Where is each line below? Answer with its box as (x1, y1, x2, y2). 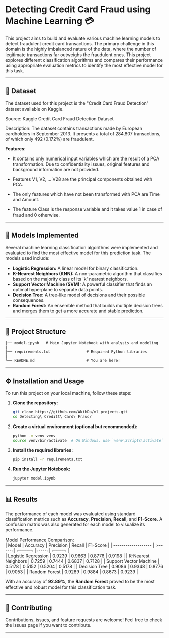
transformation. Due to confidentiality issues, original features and (12, 161, 150, 167)
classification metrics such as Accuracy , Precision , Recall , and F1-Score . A (5, 516, 163, 522)
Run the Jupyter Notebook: (12, 466, 71, 472)
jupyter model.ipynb (12, 475, 56, 481)
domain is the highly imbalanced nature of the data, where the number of (5, 46, 157, 52)
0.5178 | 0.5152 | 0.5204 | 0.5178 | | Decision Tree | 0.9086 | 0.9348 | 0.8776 (5, 564, 163, 570)
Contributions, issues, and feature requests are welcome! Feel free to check (5, 617, 162, 623)
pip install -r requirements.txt (12, 457, 83, 462)
